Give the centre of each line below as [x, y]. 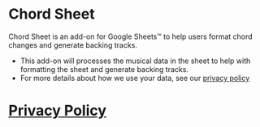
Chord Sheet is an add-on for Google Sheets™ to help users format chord [131, 36]
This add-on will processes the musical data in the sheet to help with [135, 61]
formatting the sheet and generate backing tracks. [104, 69]
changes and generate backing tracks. [73, 44]
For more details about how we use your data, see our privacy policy [135, 78]
